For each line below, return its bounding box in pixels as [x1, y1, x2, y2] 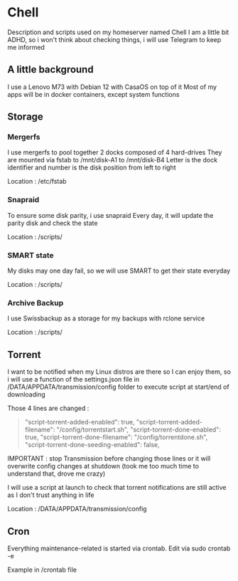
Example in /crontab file [7, 565, 77, 574]
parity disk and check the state [7, 219, 98, 227]
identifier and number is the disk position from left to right [7, 163, 176, 172]
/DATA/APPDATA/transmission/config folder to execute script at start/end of [7, 382, 229, 392]
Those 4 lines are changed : [7, 404, 90, 413]
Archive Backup [7, 298, 64, 308]
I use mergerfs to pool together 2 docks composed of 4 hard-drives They [7, 148, 222, 157]
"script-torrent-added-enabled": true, [24, 418, 135, 426]
